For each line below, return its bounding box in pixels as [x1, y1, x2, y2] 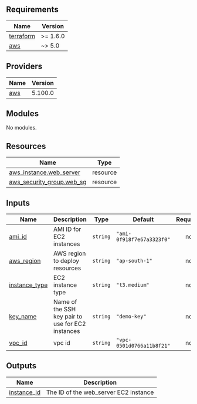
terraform [9, 32, 36, 40]
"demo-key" [116, 313, 147, 320]
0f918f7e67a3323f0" [116, 236, 171, 243]
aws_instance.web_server [9, 168, 80, 176]
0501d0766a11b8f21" [116, 342, 171, 349]
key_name [9, 313, 37, 321]
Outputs [6, 361, 37, 371]
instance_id [9, 388, 41, 396]
